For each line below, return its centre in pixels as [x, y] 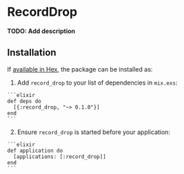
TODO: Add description [41, 31]
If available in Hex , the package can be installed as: [80, 69]
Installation [32, 53]
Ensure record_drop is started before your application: [94, 132]
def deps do [24, 101]
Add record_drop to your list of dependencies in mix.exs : [97, 83]
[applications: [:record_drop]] [60, 156]
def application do [35, 151]
